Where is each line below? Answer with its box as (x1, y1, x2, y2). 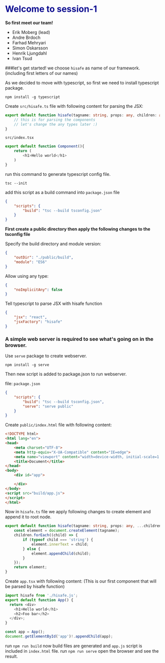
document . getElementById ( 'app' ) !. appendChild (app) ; (5, 634, 113, 639)
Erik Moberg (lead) (12, 29, 51, 35)
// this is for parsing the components (14, 117, 96, 122)
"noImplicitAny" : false (14, 287, 63, 292)
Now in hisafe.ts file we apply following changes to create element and (5, 509, 151, 515)
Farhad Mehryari (12, 39, 46, 45)
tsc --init (5, 181, 27, 186)
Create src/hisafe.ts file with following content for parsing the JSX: (5, 103, 143, 109)
